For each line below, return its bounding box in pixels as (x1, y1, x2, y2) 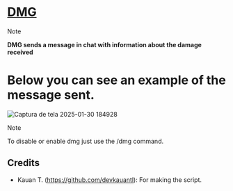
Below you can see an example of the (7, 72, 226, 88)
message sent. (7, 88, 95, 103)
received (7, 48, 33, 56)
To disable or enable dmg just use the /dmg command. (7, 137, 164, 145)
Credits (7, 157, 40, 169)
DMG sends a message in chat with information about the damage (7, 40, 202, 49)
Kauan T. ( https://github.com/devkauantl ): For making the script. (17, 175, 202, 184)
